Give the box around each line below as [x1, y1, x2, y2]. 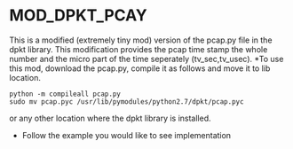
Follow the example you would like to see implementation [21, 129, 232, 140]
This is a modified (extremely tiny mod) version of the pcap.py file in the [9, 35, 273, 45]
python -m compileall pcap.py [9, 90, 122, 98]
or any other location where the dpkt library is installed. [9, 113, 211, 123]
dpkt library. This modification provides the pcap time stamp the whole [9, 43, 268, 54]
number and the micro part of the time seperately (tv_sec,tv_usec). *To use [9, 53, 284, 64]
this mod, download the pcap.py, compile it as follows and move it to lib [9, 63, 271, 74]
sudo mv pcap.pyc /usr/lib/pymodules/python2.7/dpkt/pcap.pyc [9, 97, 244, 106]
